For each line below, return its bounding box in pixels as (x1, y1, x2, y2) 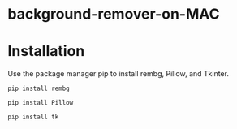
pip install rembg (7, 84, 70, 93)
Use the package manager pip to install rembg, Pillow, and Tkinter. (7, 69, 229, 79)
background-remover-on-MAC (7, 5, 220, 24)
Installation (7, 42, 85, 61)
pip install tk (7, 113, 59, 122)
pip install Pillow (7, 99, 74, 107)
